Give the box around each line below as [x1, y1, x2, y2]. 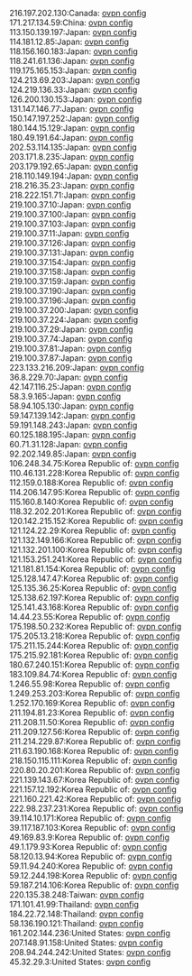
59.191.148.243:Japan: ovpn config [9, 419, 138, 430]
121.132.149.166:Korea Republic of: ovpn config [9, 535, 182, 545]
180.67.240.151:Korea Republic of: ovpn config [9, 659, 180, 670]
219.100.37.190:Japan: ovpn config [9, 286, 137, 296]
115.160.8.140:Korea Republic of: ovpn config [9, 496, 174, 507]
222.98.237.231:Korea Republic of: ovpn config [9, 803, 184, 814]
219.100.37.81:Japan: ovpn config [9, 343, 133, 354]
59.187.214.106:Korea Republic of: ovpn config [9, 879, 179, 890]
